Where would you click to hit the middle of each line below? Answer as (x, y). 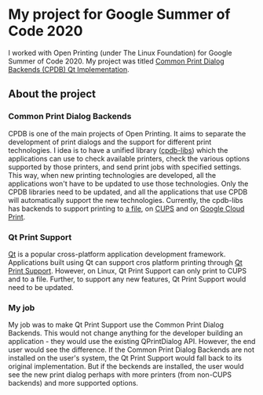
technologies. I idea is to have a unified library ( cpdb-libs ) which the (118, 150)
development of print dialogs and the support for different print (110, 142)
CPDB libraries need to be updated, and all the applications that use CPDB (128, 192)
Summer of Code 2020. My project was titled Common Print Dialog (117, 61)
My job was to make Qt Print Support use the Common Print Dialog (116, 325)
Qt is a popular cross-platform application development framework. (117, 254)
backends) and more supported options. (73, 383)
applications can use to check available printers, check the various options (129, 158)
